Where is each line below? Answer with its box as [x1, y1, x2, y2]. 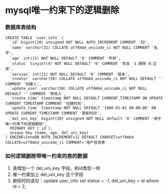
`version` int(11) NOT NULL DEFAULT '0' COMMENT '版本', [10, 72, 130, 77]
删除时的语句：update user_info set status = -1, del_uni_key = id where [12, 177, 159, 183]
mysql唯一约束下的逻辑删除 [5, 5, 120, 16]
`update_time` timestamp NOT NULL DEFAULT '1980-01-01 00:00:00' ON [10, 106, 156, 111]
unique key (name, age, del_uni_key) [10, 130, 89, 136]
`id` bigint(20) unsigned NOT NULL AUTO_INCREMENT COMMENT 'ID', [10, 40, 150, 45]
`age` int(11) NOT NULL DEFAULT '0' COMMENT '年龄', [10, 56, 121, 61]
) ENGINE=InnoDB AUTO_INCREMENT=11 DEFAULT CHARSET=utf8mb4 [5, 135, 134, 140]
